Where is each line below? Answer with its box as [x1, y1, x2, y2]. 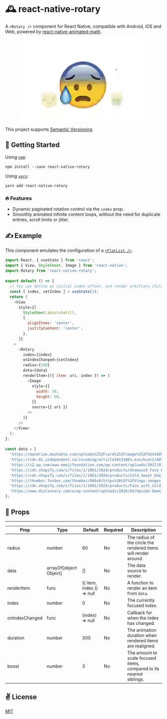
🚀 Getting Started [5, 141, 60, 149]
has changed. [127, 620, 155, 626]
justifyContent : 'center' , [27, 326, 83, 331]
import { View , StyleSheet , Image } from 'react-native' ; [5, 263, 128, 268]
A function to [127, 580, 154, 586]
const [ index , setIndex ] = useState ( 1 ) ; [9, 289, 99, 294]
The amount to [127, 650, 158, 656]
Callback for [127, 609, 153, 615]
